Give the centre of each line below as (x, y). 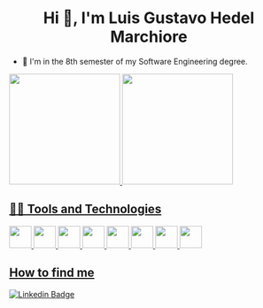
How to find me (52, 273)
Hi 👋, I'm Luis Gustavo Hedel (149, 18)
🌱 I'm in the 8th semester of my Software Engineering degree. (135, 61)
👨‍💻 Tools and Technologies (85, 209)
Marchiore (149, 37)
